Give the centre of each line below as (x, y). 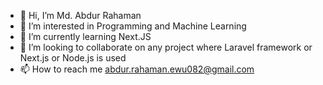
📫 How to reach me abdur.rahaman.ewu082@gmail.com (137, 69)
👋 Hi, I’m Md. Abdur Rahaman (80, 15)
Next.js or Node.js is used (73, 58)
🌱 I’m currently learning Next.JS (85, 36)
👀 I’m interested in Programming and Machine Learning (133, 26)
